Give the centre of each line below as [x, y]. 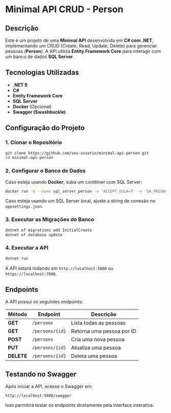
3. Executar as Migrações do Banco [50, 219]
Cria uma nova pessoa [98, 340]
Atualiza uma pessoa [96, 348]
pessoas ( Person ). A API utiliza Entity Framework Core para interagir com [83, 51]
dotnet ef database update [34, 235]
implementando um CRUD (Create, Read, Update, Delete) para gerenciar [81, 46]
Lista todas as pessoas [98, 323]
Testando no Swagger [41, 374]
